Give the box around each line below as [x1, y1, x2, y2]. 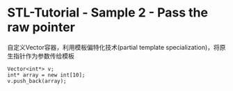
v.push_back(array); [7, 77, 67, 84]
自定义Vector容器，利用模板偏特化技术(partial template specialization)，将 [7, 43, 220, 51]
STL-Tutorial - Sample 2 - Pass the [7, 5, 209, 21]
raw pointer [7, 19, 75, 35]
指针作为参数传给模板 [13, 52, 74, 60]
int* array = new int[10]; [7, 71, 86, 79]
